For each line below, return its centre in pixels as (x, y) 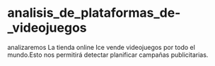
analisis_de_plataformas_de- (94, 13)
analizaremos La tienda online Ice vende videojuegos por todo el (101, 47)
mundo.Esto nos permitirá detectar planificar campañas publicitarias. (108, 55)
